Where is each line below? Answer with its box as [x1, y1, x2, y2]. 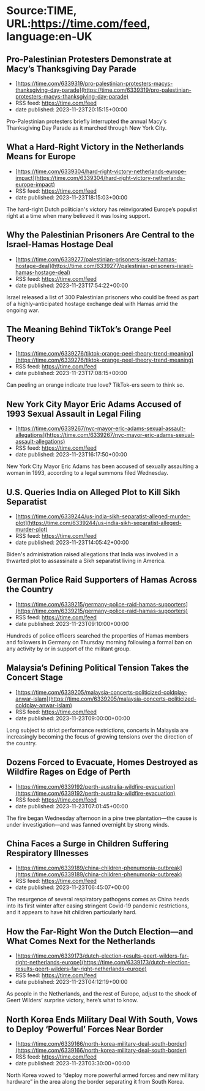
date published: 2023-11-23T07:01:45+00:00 [15, 802, 129, 810]
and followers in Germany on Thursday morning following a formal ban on [6, 638, 192, 646]
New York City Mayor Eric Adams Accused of [6, 399, 182, 409]
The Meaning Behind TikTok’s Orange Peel [6, 324, 171, 335]
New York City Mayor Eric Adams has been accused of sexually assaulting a [6, 463, 199, 470]
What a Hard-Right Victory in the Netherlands [6, 142, 184, 152]
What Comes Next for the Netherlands [6, 936, 156, 946]
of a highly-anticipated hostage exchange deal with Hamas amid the [6, 300, 179, 307]
